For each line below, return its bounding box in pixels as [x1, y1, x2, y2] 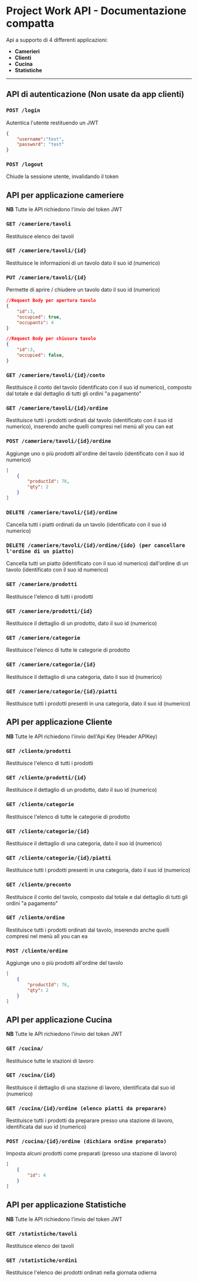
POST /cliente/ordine [6, 947, 68, 954]
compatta [6, 17, 54, 30]
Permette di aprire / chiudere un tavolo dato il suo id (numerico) [6, 286, 160, 294]
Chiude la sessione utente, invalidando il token [6, 173, 119, 180]
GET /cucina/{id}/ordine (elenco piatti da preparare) [6, 1105, 167, 1112]
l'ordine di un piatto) [6, 548, 75, 555]
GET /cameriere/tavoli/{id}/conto [6, 372, 105, 378]
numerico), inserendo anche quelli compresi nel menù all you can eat [6, 423, 174, 430]
